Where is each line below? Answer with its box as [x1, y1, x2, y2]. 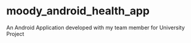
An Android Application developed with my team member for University [6, 24, 186, 31]
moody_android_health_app [6, 4, 150, 18]
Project [6, 30, 24, 37]
